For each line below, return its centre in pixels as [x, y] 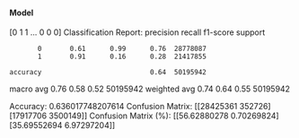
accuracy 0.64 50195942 [108, 73]
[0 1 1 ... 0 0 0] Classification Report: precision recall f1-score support [137, 32]
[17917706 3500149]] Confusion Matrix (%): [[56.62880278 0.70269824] [145, 116]
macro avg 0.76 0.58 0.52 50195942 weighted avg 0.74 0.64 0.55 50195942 [149, 89]
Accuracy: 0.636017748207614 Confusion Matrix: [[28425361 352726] [140, 107]
